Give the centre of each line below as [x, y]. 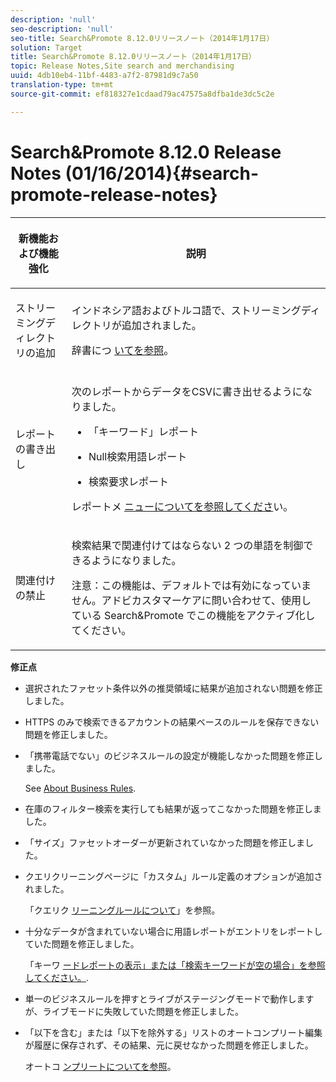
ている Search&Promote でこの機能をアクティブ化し [193, 615]
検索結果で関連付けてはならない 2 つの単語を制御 [187, 545]
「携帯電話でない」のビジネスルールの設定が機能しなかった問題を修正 [169, 755]
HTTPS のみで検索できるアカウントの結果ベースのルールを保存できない [172, 722]
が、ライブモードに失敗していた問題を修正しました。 [134, 1011]
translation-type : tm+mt [62, 85]
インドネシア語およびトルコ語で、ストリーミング [186, 310]
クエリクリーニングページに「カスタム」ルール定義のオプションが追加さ [173, 876]
